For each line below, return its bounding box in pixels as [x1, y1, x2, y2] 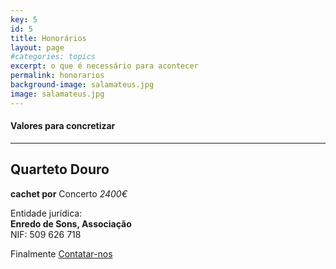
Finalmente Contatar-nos [10, 247, 113, 260]
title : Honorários [10, 33, 87, 43]
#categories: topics [10, 52, 97, 62]
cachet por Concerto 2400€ [10, 187, 128, 200]
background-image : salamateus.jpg [10, 80, 155, 90]
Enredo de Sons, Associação [10, 217, 132, 230]
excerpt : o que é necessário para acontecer [10, 61, 199, 71]
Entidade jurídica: [10, 207, 83, 219]
